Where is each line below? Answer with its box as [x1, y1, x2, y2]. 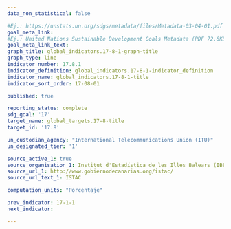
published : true [7, 92, 54, 100]
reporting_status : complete [7, 105, 88, 112]
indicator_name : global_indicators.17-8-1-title [7, 74, 149, 80]
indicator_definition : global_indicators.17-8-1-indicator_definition [7, 67, 214, 74]
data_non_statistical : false [7, 10, 91, 17]
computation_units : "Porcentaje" [7, 187, 103, 194]
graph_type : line [7, 54, 57, 62]
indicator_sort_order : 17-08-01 [7, 80, 100, 87]
